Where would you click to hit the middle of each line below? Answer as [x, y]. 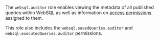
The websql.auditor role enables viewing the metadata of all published [80, 7]
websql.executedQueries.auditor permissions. [54, 33]
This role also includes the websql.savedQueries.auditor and [69, 28]
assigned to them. [24, 18]
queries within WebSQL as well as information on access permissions [78, 13]
